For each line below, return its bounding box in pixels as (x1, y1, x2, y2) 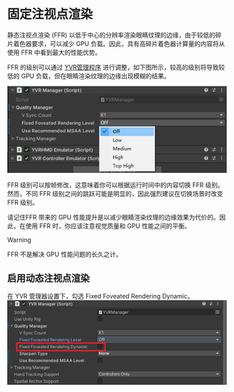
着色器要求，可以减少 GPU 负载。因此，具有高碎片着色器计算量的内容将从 (13, 39, 225, 47)
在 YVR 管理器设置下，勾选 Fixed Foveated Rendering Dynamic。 (7, 292, 194, 301)
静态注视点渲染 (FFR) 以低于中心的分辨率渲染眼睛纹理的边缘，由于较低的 (7, 31, 216, 39)
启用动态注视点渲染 (7, 272, 90, 284)
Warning (7, 235, 31, 244)
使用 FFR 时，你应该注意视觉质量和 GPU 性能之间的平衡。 (25, 221, 192, 230)
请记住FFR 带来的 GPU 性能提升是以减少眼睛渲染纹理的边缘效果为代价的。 (7, 213, 220, 221)
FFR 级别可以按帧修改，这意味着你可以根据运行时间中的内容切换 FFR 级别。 (7, 181, 224, 189)
